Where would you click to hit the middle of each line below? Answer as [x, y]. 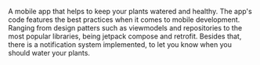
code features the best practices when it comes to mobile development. [124, 20]
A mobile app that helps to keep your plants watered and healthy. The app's [130, 11]
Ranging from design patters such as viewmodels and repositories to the [125, 28]
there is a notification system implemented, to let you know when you [120, 45]
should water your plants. [49, 53]
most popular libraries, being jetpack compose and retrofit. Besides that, [125, 36]
